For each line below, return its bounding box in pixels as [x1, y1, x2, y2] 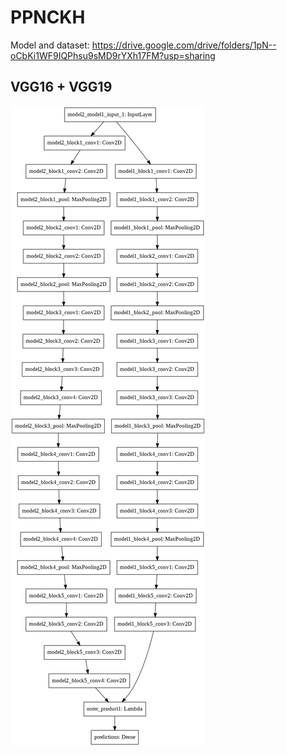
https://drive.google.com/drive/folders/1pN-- [91, 39, 277, 51]
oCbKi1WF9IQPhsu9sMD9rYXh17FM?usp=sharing [10, 49, 216, 61]
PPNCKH [10, 6, 86, 29]
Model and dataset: [10, 39, 90, 51]
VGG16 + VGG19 [10, 79, 113, 96]
